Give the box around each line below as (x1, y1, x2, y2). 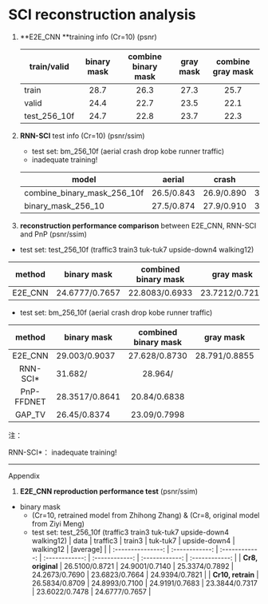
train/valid (29, 61, 69, 72)
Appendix (8, 471, 40, 480)
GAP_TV (14, 409, 46, 420)
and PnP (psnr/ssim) (19, 229, 88, 239)
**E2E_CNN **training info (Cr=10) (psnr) (19, 32, 157, 42)
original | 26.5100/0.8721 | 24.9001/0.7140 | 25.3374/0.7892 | (31, 561, 234, 570)
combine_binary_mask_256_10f (23, 187, 144, 198)
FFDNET (14, 395, 46, 407)
